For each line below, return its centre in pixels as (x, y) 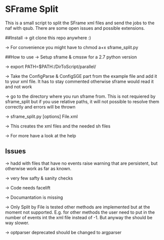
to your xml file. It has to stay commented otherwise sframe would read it (80, 81)
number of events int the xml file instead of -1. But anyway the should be (79, 217)
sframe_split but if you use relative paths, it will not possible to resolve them (82, 101)
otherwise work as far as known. (38, 168)
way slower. (17, 223)
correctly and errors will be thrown (40, 107)
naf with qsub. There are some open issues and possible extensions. (75, 28)
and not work (19, 87)
